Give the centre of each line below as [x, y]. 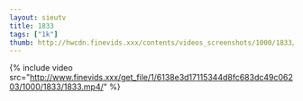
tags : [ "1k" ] [34, 34]
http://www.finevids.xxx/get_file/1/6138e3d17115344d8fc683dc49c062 [161, 78]
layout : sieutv [38, 17]
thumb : [22, 42]
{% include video [41, 68]
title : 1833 [32, 26]
